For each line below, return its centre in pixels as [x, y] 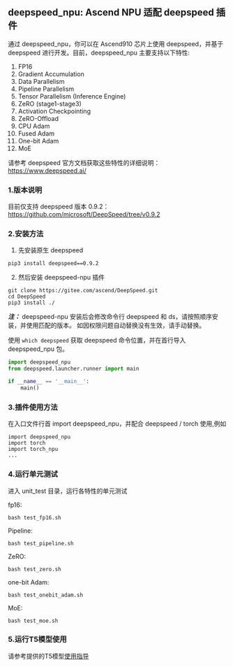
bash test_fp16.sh [35, 517]
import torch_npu [33, 450]
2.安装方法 [26, 234]
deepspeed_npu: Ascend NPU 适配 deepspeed [111, 13]
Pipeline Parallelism [46, 89]
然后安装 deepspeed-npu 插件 [61, 278]
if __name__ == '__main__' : [49, 382]
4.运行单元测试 [33, 474]
